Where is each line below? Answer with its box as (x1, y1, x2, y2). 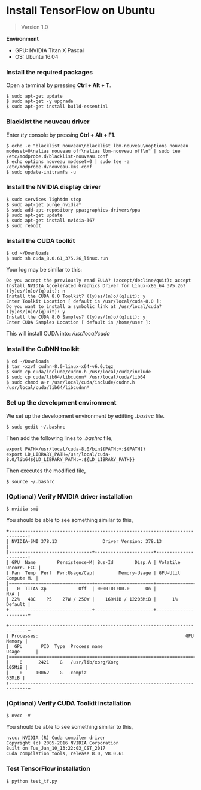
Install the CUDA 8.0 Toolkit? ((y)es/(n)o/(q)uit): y (6, 293, 146, 300)
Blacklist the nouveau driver (6, 117, 90, 126)
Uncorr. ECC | (6, 565, 42, 571)
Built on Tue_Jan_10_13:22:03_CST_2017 (6, 746, 106, 752)
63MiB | (6, 675, 26, 681)
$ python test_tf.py (6, 778, 58, 784)
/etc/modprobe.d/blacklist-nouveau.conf (6, 153, 109, 159)
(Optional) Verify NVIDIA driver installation (6, 492, 133, 500)
